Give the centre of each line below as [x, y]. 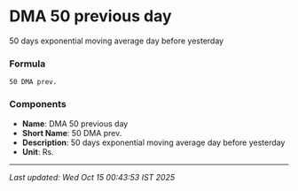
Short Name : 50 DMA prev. [72, 133]
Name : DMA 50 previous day [75, 123]
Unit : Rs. [38, 151]
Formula [27, 64]
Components [38, 104]
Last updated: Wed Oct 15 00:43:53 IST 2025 [92, 177]
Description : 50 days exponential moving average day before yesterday [153, 142]
